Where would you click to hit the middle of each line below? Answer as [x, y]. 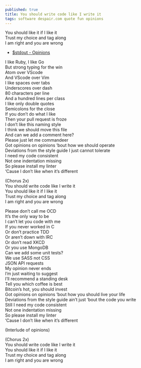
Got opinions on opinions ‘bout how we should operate [60, 146]
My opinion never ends [28, 269]
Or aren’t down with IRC [29, 237]
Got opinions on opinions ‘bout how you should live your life [65, 294]
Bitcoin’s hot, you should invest [36, 289]
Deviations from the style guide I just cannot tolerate [58, 150]
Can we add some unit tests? [34, 253]
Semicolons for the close [30, 109]
